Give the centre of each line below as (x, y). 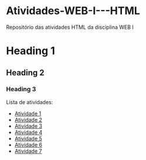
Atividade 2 (28, 119)
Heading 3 (21, 89)
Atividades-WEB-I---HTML (73, 11)
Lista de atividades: (30, 102)
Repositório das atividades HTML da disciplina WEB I (70, 27)
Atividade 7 (28, 151)
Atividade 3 (28, 126)
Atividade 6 (28, 145)
